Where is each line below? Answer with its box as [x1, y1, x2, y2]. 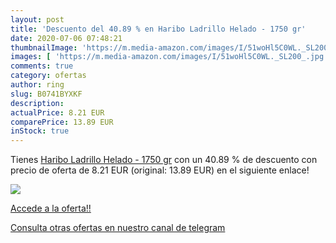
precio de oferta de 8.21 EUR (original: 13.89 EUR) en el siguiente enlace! [10, 164, 310, 176]
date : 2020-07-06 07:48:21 [10, 33, 123, 43]
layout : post [10, 14, 65, 25]
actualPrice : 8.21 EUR [10, 107, 105, 118]
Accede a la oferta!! [10, 202, 92, 215]
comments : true [10, 61, 74, 71]
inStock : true [10, 126, 70, 136]
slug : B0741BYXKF [10, 89, 83, 99]
